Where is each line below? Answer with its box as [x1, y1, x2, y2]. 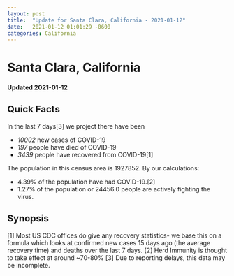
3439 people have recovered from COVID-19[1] [17, 150, 154, 159]
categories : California [7, 29, 77, 37]
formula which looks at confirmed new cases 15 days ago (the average [7, 238, 211, 247]
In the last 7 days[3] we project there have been [7, 122, 145, 130]
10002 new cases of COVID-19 [17, 136, 106, 144]
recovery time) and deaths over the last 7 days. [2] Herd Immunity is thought [7, 246, 228, 254]
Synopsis [7, 212, 49, 224]
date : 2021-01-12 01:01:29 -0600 [7, 23, 111, 30]
